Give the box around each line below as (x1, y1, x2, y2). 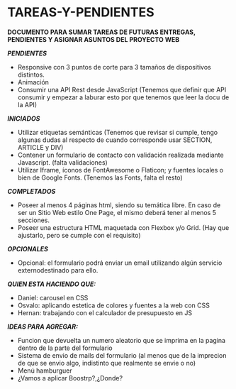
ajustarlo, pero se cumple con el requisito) (17, 231, 141, 239)
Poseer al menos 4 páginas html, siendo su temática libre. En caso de (17, 200, 221, 209)
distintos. (17, 70, 45, 79)
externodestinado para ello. (17, 265, 99, 274)
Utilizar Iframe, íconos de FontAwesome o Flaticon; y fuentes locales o (17, 165, 224, 174)
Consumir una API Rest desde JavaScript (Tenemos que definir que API (17, 85, 227, 94)
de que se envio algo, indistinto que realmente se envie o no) (17, 358, 196, 367)
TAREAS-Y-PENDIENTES (7, 4, 154, 21)
